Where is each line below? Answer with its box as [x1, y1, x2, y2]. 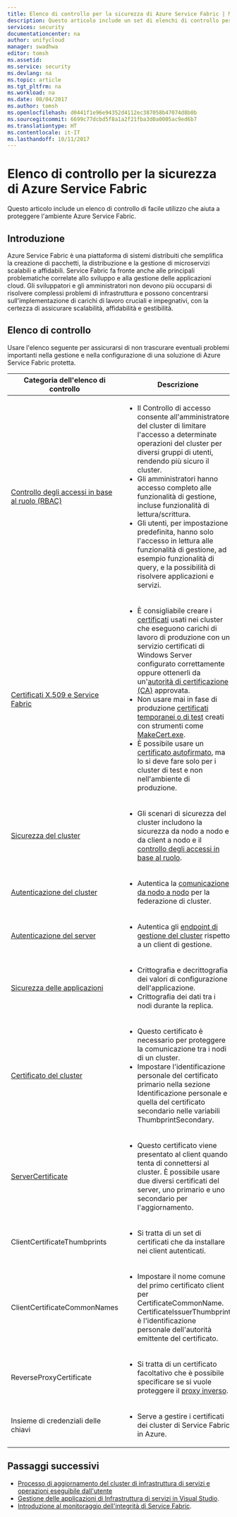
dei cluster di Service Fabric [137, 1420, 231, 1430]
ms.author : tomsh [7, 103, 59, 110]
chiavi [11, 1424, 31, 1434]
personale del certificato [137, 1070, 219, 1080]
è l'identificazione [137, 1315, 196, 1325]
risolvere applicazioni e [137, 571, 214, 581]
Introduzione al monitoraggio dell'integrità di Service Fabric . [17, 1501, 192, 1510]
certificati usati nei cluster [137, 614, 224, 624]
